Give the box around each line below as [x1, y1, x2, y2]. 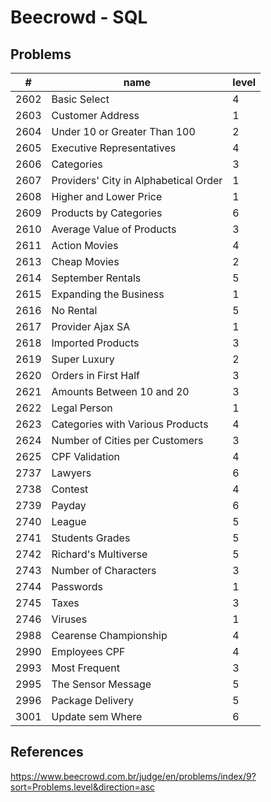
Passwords [51, 580, 103, 593]
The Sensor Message [51, 677, 152, 691]
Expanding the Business [51, 287, 165, 301]
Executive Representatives [51, 141, 177, 155]
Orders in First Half [51, 369, 140, 382]
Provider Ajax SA [51, 320, 131, 333]
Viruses [51, 612, 88, 626]
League [51, 515, 87, 528]
